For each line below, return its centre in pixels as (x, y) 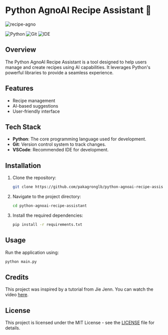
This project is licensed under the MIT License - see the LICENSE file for (80, 323)
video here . (17, 295)
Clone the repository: (34, 178)
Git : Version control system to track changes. (59, 144)
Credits (17, 277)
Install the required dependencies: (48, 215)
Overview (21, 50)
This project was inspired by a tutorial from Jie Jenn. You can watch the (79, 289)
